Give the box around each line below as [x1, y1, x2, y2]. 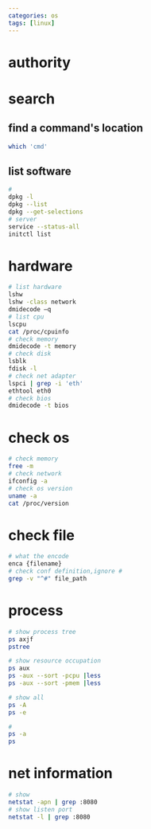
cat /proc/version [8, 499, 69, 507]
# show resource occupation [8, 657, 102, 665]
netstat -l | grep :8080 [8, 813, 91, 821]
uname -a [8, 491, 37, 500]
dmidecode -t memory [8, 342, 77, 350]
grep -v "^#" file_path [8, 574, 87, 582]
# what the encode [8, 553, 69, 561]
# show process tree [8, 628, 77, 635]
